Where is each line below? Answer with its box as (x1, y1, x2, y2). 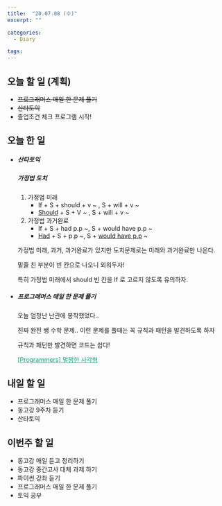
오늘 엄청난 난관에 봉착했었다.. (17, 311, 99, 320)
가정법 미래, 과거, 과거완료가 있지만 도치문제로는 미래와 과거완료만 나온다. (17, 245, 216, 254)
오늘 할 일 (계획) (7, 76, 71, 87)
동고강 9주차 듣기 (17, 406, 65, 415)
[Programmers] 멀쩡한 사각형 (17, 355, 99, 364)
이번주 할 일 (7, 437, 54, 448)
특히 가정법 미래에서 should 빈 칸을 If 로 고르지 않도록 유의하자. (17, 275, 189, 283)
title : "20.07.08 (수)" (7, 10, 78, 17)
